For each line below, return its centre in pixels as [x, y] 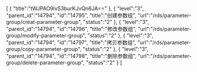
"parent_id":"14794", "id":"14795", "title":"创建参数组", [71, 15]
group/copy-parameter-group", [44, 49]
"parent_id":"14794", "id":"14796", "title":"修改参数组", [71, 29]
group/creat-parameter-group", [44, 22]
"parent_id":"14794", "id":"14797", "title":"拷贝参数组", [71, 42]
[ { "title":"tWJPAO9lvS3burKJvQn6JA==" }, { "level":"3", [75, 8]
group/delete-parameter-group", [46, 63]
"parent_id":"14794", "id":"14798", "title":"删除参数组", [71, 56]
